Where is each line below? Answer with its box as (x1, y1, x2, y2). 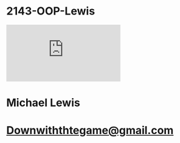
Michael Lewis (6, 96, 80, 110)
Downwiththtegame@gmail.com (6, 124, 174, 138)
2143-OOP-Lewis (6, 4, 95, 18)
